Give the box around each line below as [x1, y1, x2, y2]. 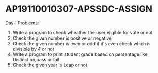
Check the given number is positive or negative [12, 35, 112, 41]
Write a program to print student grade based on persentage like [12, 51, 148, 57]
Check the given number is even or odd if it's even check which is [12, 40, 151, 46]
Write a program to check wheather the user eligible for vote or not [12, 29, 153, 35]
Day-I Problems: [5, 20, 39, 26]
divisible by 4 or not [12, 46, 54, 52]
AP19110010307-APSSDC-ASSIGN [5, 3, 153, 15]
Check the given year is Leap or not [12, 62, 88, 68]
